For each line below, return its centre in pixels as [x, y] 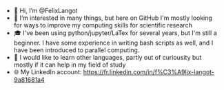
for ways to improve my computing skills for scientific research [103, 25]
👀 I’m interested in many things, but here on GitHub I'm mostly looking [113, 18]
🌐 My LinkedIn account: [48, 72]
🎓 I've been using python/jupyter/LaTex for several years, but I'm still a [115, 33]
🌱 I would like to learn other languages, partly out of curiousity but [108, 57]
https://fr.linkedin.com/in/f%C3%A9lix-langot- [149, 72]
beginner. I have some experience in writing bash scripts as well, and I [113, 43]
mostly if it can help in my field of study [70, 65]
